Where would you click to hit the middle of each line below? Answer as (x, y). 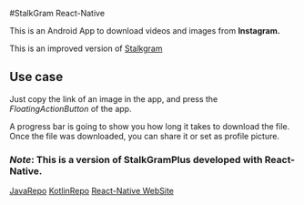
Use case (36, 77)
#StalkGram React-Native (57, 13)
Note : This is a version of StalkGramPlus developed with (136, 159)
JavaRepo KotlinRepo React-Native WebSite (92, 191)
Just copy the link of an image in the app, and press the (114, 98)
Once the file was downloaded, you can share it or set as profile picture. (145, 136)
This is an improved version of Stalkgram (86, 48)
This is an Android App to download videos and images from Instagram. (145, 31)
